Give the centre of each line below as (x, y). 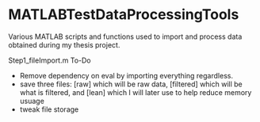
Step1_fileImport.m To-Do (50, 60)
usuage (32, 101)
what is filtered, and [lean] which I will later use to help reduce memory (136, 92)
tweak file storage (49, 109)
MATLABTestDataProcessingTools (124, 15)
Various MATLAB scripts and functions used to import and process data (125, 36)
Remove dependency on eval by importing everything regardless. (126, 75)
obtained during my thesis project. (64, 44)
